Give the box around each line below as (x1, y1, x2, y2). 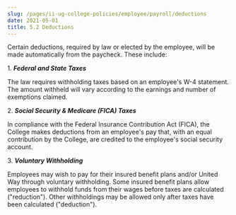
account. (7, 143, 33, 151)
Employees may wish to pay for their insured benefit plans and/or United (7, 170, 218, 179)
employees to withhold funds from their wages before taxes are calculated (7, 185, 224, 194)
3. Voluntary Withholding (7, 156, 83, 165)
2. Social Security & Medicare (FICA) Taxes (7, 107, 136, 115)
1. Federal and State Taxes (7, 64, 87, 73)
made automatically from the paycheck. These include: (7, 50, 167, 59)
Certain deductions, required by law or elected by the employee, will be (7, 43, 216, 52)
